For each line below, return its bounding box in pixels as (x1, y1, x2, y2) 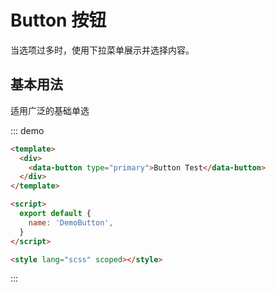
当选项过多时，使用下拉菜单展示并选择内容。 (10, 44, 195, 56)
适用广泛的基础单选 (10, 104, 90, 116)
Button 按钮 (10, 9, 107, 32)
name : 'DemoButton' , (28, 217, 114, 228)
